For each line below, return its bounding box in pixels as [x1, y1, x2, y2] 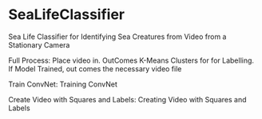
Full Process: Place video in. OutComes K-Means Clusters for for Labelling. [8, 56, 254, 65]
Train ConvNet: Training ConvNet [8, 79, 117, 89]
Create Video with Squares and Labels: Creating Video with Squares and [8, 94, 247, 104]
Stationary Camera [8, 40, 70, 49]
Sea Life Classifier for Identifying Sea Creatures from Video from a [8, 32, 227, 41]
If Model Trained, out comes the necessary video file [8, 63, 182, 73]
